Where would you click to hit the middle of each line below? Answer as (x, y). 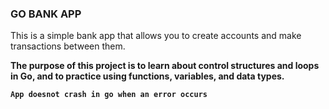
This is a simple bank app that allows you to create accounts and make (156, 36)
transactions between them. (68, 46)
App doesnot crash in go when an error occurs (109, 95)
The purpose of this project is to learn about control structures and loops (165, 66)
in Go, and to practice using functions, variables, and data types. (147, 76)
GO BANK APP (46, 14)
